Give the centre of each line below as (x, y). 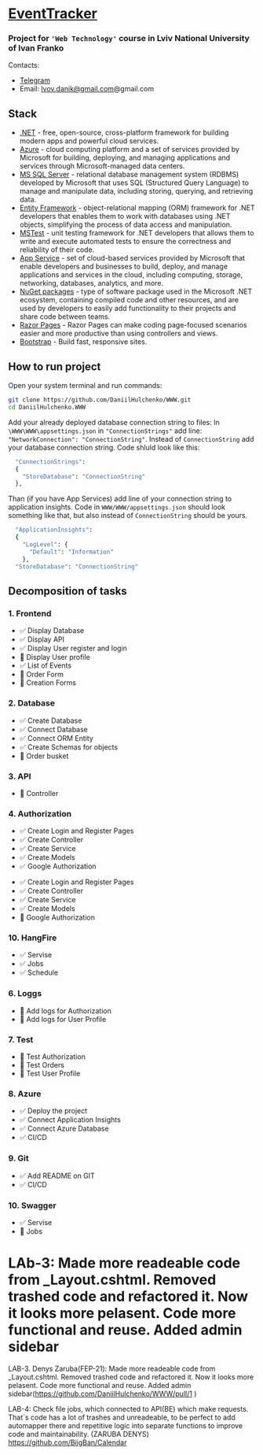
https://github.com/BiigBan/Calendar (68, 1442)
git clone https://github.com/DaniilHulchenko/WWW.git (100, 400)
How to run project (55, 367)
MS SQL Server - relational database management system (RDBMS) (129, 175)
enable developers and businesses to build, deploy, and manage (124, 267)
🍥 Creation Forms (48, 683)
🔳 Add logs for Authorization (65, 1011)
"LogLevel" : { (45, 545)
